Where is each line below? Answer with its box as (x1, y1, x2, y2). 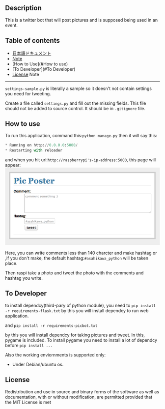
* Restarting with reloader (5, 148, 63, 153)
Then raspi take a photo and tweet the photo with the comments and (5, 270, 144, 276)
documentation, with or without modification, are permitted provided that (5, 394, 153, 400)
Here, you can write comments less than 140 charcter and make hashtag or (5, 250, 157, 256)
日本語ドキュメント (12, 50, 52, 56)
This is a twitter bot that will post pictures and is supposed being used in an (5, 17, 158, 23)
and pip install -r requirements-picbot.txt (5, 322, 98, 328)
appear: (5, 162, 21, 168)
